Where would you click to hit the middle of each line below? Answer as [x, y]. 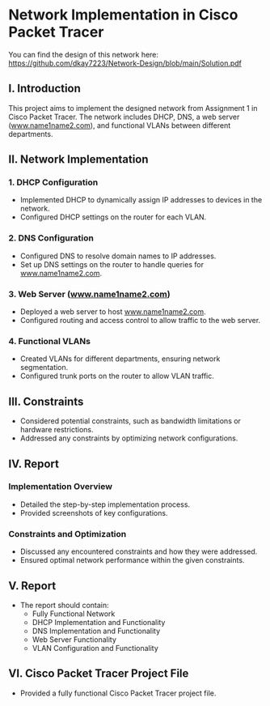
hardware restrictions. [57, 430]
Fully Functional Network [74, 614]
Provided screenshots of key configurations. [94, 512]
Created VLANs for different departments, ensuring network [120, 359]
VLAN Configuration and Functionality [95, 648]
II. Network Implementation [78, 159]
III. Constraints [46, 401]
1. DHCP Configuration [53, 182]
